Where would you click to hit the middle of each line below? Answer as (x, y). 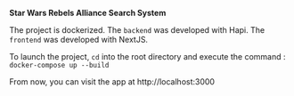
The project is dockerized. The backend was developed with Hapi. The (137, 30)
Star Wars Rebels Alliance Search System (88, 13)
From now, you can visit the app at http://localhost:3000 (112, 82)
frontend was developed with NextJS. (79, 40)
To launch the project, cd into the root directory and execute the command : (148, 56)
